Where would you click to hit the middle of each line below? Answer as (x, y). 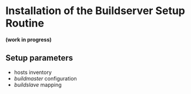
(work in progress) (29, 39)
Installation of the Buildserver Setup (95, 11)
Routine (25, 23)
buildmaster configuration (45, 78)
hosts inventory (33, 72)
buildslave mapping (38, 85)
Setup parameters (39, 58)
